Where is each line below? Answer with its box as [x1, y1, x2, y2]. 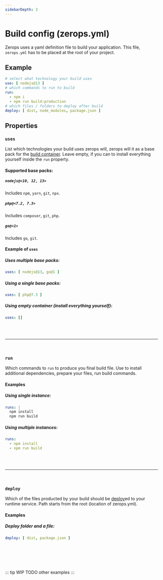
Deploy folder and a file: [5, 523, 55, 529]
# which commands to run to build [5, 86, 75, 91]
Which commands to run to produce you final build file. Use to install [5, 365, 142, 371]
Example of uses [5, 246, 38, 252]
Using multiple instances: [5, 424, 58, 430]
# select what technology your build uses [5, 76, 92, 81]
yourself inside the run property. [5, 156, 69, 162]
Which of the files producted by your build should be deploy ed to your [5, 496, 146, 502]
